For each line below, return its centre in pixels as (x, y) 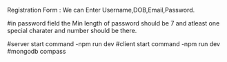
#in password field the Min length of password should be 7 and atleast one (113, 23)
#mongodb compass (37, 51)
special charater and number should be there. (72, 31)
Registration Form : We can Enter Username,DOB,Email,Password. (101, 10)
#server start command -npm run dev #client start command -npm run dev (114, 44)
